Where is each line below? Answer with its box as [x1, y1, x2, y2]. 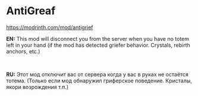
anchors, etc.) [6, 47, 40, 55]
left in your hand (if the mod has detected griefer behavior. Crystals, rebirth [6, 41, 190, 49]
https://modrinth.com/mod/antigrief [6, 24, 93, 31]
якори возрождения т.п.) [6, 83, 69, 90]
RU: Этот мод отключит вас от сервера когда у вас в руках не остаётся [6, 71, 189, 78]
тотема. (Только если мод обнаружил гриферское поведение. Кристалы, [6, 77, 192, 84]
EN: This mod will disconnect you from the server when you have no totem [6, 35, 189, 42]
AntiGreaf [6, 4, 56, 18]
